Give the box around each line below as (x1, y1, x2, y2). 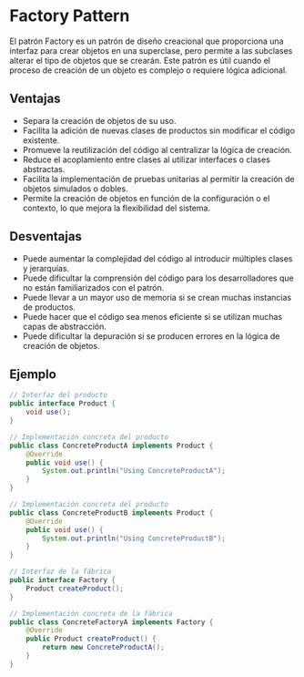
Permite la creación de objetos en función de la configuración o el (22, 192, 270, 203)
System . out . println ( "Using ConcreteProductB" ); (42, 534, 226, 543)
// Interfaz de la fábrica (9, 567, 112, 577)
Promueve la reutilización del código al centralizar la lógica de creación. (22, 144, 293, 155)
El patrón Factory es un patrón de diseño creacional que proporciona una (9, 36, 284, 46)
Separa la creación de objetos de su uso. (22, 115, 177, 126)
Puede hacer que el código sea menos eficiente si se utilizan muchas (22, 311, 283, 322)
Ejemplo (9, 366, 56, 382)
